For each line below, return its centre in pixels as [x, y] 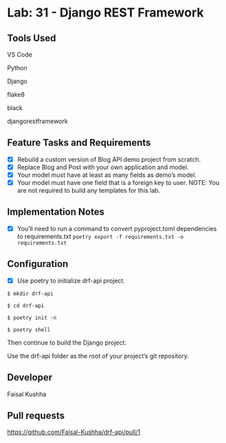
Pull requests [36, 416]
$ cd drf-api [26, 305]
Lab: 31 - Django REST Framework [105, 13]
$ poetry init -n [32, 318]
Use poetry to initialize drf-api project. [71, 281]
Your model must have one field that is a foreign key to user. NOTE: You [118, 183]
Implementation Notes [56, 212]
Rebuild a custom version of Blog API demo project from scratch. [109, 159]
